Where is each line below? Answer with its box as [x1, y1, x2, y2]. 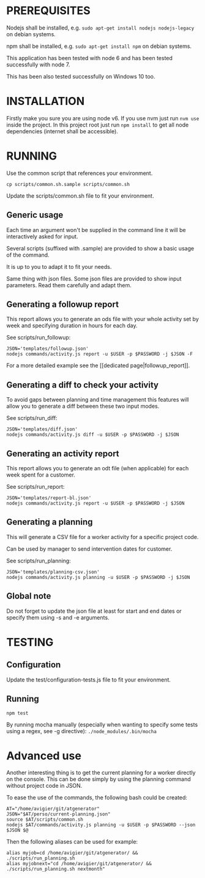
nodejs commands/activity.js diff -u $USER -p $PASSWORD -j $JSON [6, 432, 179, 438]
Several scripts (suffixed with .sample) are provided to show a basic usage [6, 244, 195, 252]
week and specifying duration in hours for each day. [6, 322, 138, 329]
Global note [6, 591, 51, 602]
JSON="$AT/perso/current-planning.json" [6, 811, 111, 817]
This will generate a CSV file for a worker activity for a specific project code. [6, 533, 199, 540]
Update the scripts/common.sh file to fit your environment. [6, 192, 154, 200]
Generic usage [6, 210, 64, 220]
